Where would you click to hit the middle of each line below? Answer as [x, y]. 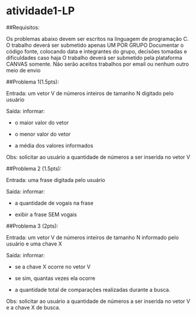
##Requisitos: [23, 27]
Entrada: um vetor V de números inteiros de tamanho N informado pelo [93, 237]
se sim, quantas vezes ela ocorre [55, 278]
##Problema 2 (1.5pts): [34, 168]
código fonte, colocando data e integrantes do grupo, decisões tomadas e [97, 51]
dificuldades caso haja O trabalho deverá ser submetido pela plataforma [94, 58]
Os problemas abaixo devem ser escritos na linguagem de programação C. [97, 39]
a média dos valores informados [54, 145]
